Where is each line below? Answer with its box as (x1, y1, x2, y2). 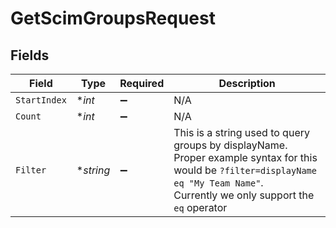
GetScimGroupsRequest (10, 7, 216, 30)
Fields (10, 47, 50, 64)
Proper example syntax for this (173, 151, 318, 164)
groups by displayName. (173, 138, 288, 152)
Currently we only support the (173, 188, 315, 202)
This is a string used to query (173, 126, 310, 139)
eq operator (173, 201, 228, 214)
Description (218, 77, 276, 90)
